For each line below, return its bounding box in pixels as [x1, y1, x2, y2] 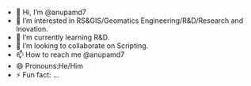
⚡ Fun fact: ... [15, 70, 59, 79]
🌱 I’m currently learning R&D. [15, 32, 110, 42]
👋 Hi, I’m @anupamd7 [15, 8, 87, 17]
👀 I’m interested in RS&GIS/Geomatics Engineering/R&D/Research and [15, 16, 244, 25]
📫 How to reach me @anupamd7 [15, 50, 125, 59]
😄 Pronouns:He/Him [15, 62, 84, 70]
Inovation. [15, 24, 49, 33]
